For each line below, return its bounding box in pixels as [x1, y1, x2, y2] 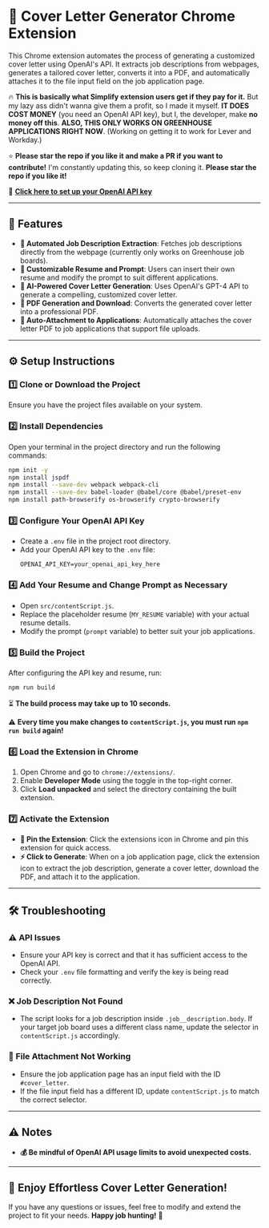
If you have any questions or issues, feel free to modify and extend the [8, 1202, 242, 1212]
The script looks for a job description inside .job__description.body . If [19, 1014, 253, 1024]
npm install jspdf [8, 473, 70, 482]
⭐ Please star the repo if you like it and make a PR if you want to [8, 151, 223, 160]
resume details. [19, 617, 71, 628]
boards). [19, 256, 48, 265]
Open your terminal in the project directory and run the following [8, 442, 221, 451]
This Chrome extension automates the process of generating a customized [8, 50, 255, 60]
